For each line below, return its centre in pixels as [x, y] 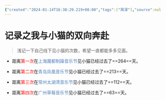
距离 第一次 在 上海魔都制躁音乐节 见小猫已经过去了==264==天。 [76, 61]
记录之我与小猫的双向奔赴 [57, 36]
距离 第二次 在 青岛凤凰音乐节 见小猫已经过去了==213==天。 [71, 71]
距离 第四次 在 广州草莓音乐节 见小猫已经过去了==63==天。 [71, 93]
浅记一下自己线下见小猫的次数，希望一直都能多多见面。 [73, 50]
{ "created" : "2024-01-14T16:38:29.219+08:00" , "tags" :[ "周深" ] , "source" [79, 10]
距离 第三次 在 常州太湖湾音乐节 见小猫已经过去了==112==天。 [73, 82]
